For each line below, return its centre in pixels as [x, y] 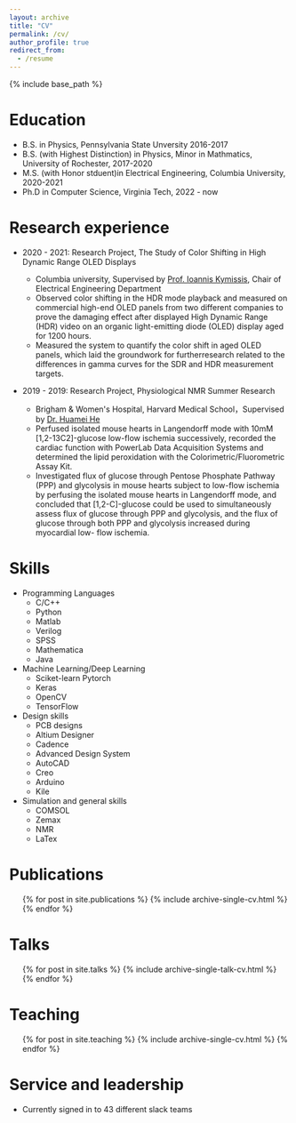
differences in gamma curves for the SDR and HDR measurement [154, 364]
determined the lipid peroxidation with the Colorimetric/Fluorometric [160, 457]
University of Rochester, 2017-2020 [87, 163]
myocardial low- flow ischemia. [92, 532]
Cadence [52, 744]
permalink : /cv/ [39, 34]
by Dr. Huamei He [68, 419]
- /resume [35, 59]
